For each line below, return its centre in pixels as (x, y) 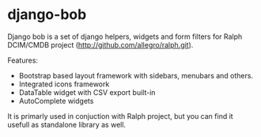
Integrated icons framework (64, 84)
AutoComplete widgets (56, 101)
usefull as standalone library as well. (67, 124)
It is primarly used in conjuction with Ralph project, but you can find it (121, 116)
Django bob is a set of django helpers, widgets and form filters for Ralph (125, 36)
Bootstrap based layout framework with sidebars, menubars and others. (136, 75)
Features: (23, 60)
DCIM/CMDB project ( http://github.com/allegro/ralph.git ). (100, 44)
